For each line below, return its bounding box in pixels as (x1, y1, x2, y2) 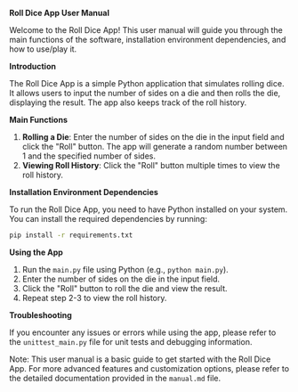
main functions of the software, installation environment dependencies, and (9, 35, 286, 45)
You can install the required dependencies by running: (9, 214, 207, 224)
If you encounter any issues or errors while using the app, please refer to (9, 327, 277, 338)
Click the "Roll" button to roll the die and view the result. (21, 282, 229, 293)
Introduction (9, 61, 56, 71)
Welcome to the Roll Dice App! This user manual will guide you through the (9, 25, 283, 35)
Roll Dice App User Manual (9, 8, 109, 18)
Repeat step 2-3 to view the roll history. (21, 292, 167, 303)
